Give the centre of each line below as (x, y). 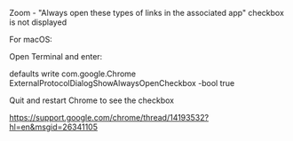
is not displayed (38, 22)
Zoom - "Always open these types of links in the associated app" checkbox (146, 13)
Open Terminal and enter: (56, 56)
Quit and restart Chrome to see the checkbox (92, 100)
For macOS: (31, 39)
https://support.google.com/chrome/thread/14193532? (109, 117)
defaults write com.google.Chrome (72, 74)
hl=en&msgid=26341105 (54, 127)
